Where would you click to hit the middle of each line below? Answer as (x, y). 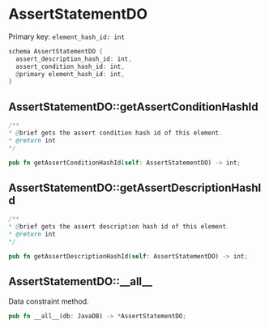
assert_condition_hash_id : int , (70, 66)
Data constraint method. (49, 301)
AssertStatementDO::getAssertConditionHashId (133, 106)
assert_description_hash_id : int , (74, 59)
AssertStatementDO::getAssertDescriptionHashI (135, 187)
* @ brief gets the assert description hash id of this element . (119, 227)
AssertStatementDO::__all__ (80, 281)
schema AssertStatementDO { (56, 51)
